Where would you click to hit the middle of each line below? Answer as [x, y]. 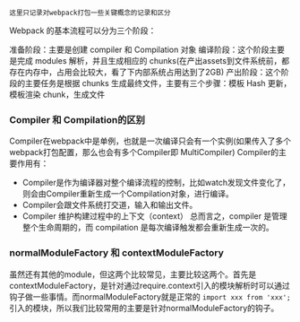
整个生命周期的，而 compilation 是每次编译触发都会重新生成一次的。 [148, 228]
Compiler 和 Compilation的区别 [77, 119]
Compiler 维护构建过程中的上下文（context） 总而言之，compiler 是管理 [155, 216]
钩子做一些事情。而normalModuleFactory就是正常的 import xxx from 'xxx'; [150, 296]
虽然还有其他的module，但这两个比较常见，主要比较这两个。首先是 [133, 274]
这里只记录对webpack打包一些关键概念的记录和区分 [90, 13]
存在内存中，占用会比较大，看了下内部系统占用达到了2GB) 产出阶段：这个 [146, 72]
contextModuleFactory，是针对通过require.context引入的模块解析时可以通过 [150, 285]
